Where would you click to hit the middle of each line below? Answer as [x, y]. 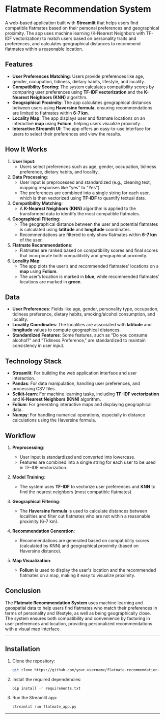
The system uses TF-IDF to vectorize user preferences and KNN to [87, 487]
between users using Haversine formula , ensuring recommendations [82, 107]
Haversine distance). [41, 551]
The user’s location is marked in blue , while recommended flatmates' [89, 276]
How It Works [26, 150]
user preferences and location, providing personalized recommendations [79, 623]
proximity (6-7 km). [39, 521]
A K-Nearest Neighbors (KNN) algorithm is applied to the [78, 208]
